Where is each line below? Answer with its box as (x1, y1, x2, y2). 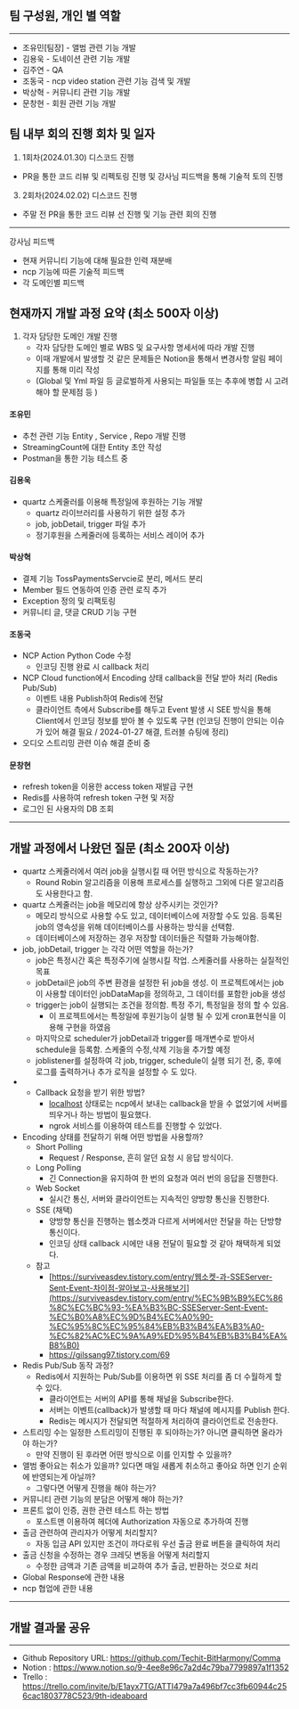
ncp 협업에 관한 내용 (21, 1583, 93, 1594)
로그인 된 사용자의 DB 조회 (21, 803, 114, 814)
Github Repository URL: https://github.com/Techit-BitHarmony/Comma (21, 1653, 281, 1664)
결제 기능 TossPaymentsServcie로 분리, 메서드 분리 (21, 573, 203, 584)
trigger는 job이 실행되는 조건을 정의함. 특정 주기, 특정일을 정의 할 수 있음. (35, 999, 289, 1010)
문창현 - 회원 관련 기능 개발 (21, 97, 117, 109)
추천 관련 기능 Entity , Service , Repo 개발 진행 (21, 431, 187, 441)
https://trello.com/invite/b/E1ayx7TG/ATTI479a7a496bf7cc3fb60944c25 (21, 1681, 287, 1692)
